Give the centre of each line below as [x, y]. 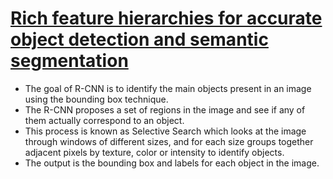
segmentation [69, 61]
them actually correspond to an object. [104, 120]
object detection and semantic [139, 39]
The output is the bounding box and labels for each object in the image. [172, 163]
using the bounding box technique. [96, 99]
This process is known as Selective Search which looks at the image [165, 131]
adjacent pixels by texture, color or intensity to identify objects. [154, 152]
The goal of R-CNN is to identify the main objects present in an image [168, 88]
